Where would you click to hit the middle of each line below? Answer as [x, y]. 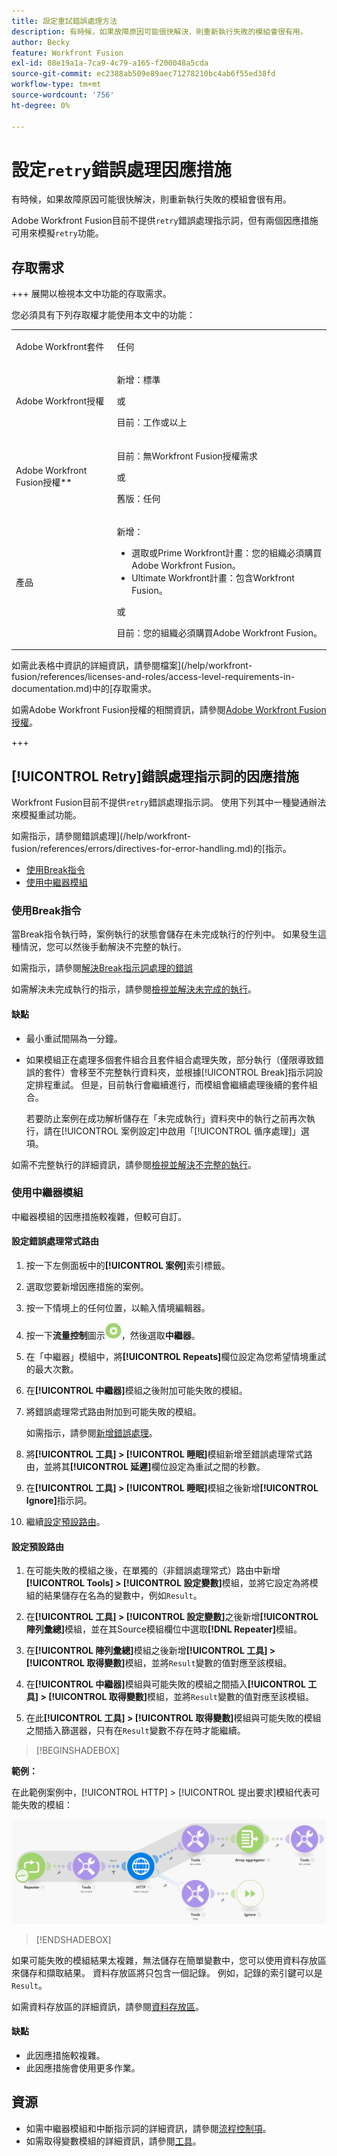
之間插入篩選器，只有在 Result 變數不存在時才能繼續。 [135, 1731]
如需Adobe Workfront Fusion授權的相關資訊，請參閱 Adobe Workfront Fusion [169, 710]
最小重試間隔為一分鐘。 [74, 1038]
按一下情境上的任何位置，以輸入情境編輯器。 [118, 1308]
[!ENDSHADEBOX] [73, 1939]
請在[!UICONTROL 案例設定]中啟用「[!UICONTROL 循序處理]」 [172, 1131]
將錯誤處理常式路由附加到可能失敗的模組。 [113, 1412]
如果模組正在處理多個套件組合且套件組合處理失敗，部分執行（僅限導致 [170, 1059]
